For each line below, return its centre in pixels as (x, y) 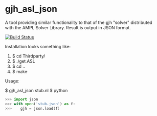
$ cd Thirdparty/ (29, 56)
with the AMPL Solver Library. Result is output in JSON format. (68, 27)
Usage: (12, 81)
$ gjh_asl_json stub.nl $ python (36, 90)
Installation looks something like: (38, 46)
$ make (20, 71)
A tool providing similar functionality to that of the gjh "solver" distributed (79, 22)
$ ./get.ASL (23, 61)
